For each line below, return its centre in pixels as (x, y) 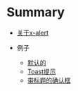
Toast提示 (41, 71)
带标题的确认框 (49, 80)
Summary (35, 12)
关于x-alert (33, 32)
